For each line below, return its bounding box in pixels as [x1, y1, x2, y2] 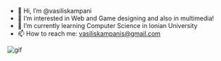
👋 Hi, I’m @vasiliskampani [17, 7, 93, 15]
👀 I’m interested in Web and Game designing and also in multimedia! [17, 14, 215, 22]
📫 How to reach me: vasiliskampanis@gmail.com [17, 29, 161, 38]
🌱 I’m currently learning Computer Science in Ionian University [17, 22, 198, 29]
